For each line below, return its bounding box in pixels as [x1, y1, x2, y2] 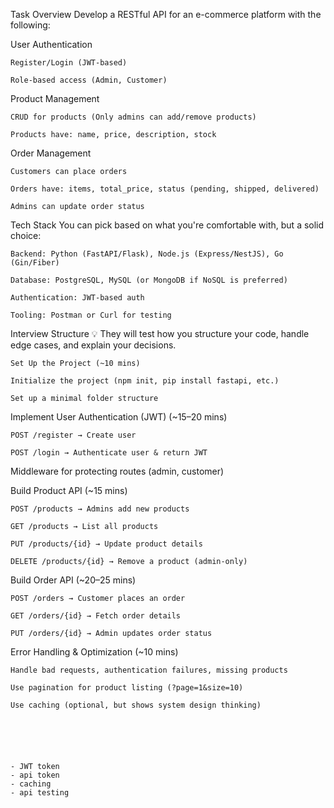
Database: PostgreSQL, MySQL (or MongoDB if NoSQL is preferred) [10, 275, 288, 285]
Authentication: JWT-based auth [10, 293, 145, 303]
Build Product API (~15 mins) [10, 485, 128, 496]
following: [10, 19, 51, 31]
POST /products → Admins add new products [10, 504, 190, 514]
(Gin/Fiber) [10, 258, 60, 268]
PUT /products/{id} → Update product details [10, 539, 203, 549]
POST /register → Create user [10, 430, 137, 440]
